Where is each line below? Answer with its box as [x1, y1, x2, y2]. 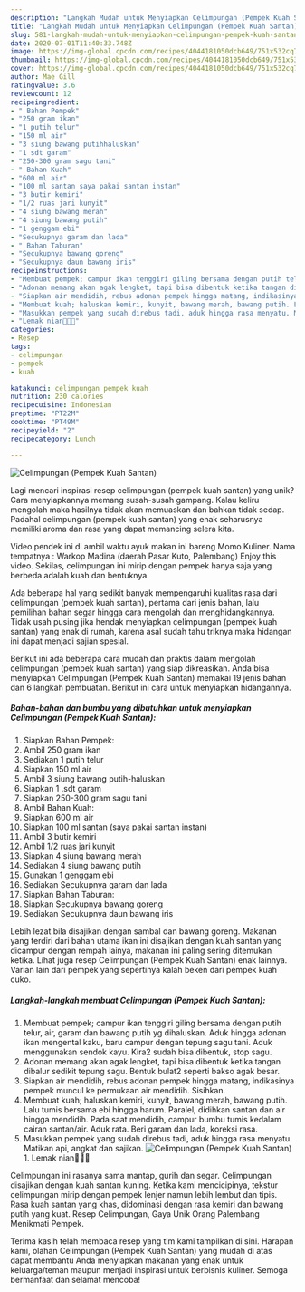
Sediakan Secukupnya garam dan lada [23, 879, 167, 890]
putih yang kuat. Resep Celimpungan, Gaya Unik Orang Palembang [10, 1209, 261, 1219]
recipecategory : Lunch [10, 434, 96, 443]
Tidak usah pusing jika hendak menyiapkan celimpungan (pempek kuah [10, 616, 278, 627]
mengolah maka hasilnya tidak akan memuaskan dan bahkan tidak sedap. [10, 504, 285, 515]
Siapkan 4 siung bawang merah [23, 850, 142, 861]
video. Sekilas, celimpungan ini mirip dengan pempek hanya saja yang [10, 559, 272, 571]
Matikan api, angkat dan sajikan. [23, 1143, 144, 1154]
